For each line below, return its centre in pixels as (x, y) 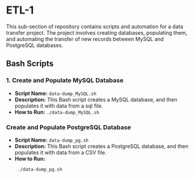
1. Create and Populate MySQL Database (65, 80)
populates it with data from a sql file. (59, 106)
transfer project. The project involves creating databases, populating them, (97, 32)
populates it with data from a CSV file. (61, 152)
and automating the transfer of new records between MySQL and (85, 39)
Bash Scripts (30, 64)
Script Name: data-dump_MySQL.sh (56, 93)
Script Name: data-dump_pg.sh (51, 140)
